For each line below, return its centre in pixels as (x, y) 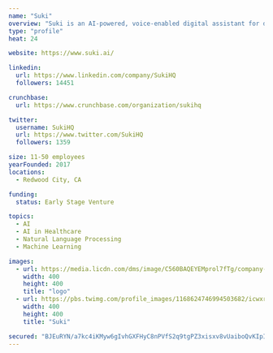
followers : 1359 (43, 143)
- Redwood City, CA (49, 179)
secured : (23, 336)
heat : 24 (23, 39)
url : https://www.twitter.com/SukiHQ (80, 135)
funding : (23, 194)
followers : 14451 (45, 83)
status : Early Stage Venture (65, 202)
